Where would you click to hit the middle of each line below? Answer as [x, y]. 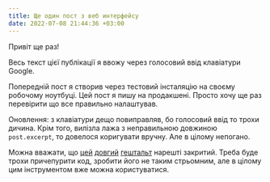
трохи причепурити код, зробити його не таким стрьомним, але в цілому [135, 161]
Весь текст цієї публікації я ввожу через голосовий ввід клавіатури [124, 62]
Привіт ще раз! [34, 46]
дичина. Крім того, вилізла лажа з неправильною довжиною [113, 128]
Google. [21, 70]
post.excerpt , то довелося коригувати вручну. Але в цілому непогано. [129, 136]
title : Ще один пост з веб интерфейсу [74, 16]
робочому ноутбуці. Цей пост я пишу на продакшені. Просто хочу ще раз [135, 95]
